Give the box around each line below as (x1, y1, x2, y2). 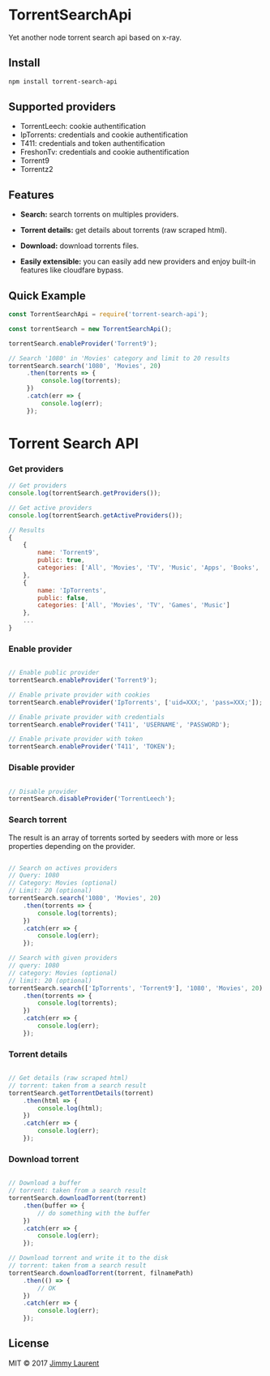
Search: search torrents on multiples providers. (19, 209, 179, 220)
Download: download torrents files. (19, 241, 139, 251)
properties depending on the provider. (8, 841, 135, 851)
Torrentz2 (19, 165, 54, 174)
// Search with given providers (8, 954, 118, 962)
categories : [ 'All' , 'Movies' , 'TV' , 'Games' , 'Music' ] (37, 602, 230, 610)
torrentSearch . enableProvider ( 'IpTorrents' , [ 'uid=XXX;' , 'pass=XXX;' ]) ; (8, 698, 264, 706)
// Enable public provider (8, 669, 100, 677)
